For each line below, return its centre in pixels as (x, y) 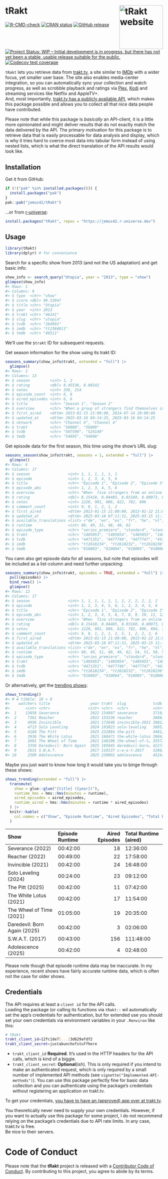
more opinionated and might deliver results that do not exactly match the (80, 125)
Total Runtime (142, 833)
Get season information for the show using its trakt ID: (61, 353)
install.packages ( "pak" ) (35, 193)
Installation (23, 167)
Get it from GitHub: (24, 179)
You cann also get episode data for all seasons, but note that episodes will (82, 558)
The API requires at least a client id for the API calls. (60, 1004)
